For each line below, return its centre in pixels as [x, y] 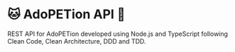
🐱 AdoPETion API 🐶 [66, 14]
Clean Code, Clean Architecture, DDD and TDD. [77, 41]
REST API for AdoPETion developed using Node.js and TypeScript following [118, 34]
